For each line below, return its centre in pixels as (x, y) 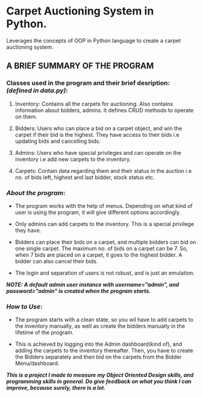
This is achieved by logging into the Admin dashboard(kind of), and (98, 344)
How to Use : (24, 307)
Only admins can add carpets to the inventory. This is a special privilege (104, 224)
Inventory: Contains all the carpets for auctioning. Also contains (94, 104)
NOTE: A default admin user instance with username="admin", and (93, 284)
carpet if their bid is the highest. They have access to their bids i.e (97, 134)
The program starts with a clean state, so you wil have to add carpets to (104, 320)
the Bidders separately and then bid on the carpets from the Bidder (98, 357)
